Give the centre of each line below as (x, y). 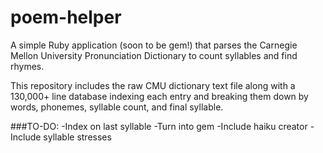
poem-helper (66, 17)
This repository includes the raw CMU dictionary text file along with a (153, 85)
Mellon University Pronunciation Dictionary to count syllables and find (154, 55)
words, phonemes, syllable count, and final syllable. (117, 107)
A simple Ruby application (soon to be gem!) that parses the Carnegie (154, 45)
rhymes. (27, 66)
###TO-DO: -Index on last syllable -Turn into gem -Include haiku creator (159, 126)
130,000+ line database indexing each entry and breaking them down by (159, 96)
